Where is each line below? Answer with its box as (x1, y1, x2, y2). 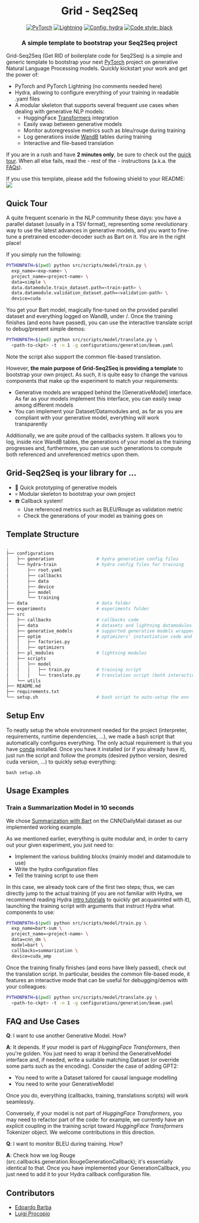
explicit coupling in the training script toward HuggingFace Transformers (6, 1123, 184, 1130)
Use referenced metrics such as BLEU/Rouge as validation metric (23, 505, 183, 513)
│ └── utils (6, 678, 41, 684)
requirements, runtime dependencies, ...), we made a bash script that (6, 732, 175, 740)
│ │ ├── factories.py (6, 639, 70, 645)
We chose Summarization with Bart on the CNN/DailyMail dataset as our (6, 817, 182, 824)
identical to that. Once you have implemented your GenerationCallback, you (6, 1164, 191, 1172)
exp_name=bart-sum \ (11, 926, 62, 932)
